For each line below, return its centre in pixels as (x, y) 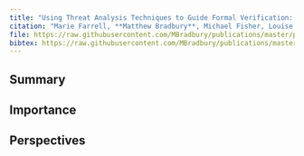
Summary (38, 79)
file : (19, 34)
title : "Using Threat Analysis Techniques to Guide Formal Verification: (152, 18)
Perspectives (47, 141)
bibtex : (24, 43)
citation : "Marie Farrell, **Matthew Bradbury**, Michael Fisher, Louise (152, 26)
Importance (43, 110)
